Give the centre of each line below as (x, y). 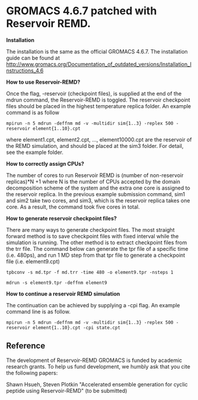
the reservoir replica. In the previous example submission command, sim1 (96, 194)
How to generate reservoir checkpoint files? (62, 218)
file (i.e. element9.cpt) (33, 261)
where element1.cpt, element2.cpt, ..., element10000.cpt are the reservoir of (99, 139)
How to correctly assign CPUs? (45, 163)
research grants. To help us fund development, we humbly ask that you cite (98, 366)
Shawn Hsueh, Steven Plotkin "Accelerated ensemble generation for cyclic (97, 384)
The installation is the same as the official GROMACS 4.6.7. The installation (97, 51)
